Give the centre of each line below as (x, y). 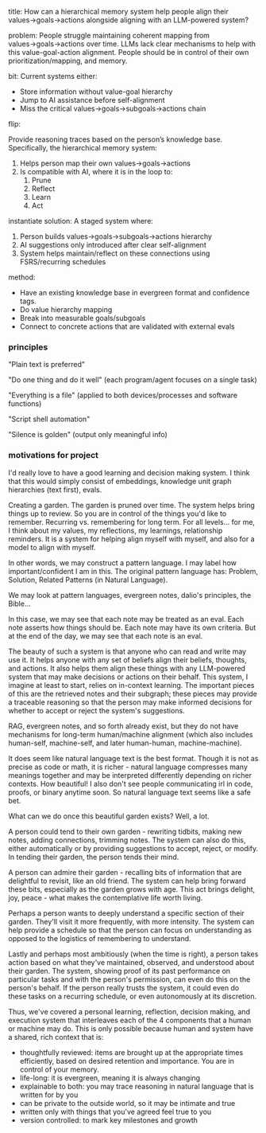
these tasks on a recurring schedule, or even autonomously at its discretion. (133, 996)
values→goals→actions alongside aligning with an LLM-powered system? (128, 20)
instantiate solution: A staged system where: (81, 221)
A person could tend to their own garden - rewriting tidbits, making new (125, 831)
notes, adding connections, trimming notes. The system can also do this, (127, 840)
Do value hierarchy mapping (66, 309)
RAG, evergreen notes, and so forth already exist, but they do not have (123, 726)
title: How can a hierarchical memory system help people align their (118, 12)
